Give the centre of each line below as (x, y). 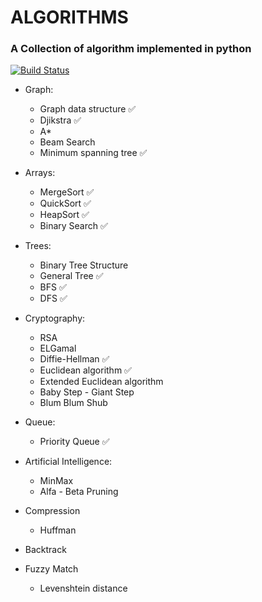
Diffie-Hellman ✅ (74, 359)
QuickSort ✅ (65, 203)
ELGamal (58, 348)
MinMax (56, 481)
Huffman (58, 530)
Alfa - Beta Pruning (79, 492)
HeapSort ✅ (64, 215)
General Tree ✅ (71, 276)
